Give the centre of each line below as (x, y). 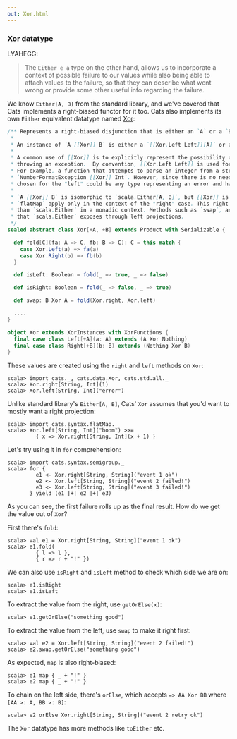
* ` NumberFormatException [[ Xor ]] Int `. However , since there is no (113, 178)
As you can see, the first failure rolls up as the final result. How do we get (114, 507)
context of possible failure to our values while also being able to (117, 75)
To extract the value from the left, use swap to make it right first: (99, 630)
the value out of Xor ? (37, 514)
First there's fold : (33, 528)
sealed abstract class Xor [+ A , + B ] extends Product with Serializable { (116, 230)
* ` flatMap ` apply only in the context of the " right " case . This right (120, 204)
